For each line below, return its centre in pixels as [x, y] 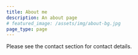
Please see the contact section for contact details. [69, 46]
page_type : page [27, 29]
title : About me [27, 12]
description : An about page [42, 18]
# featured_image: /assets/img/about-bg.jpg [64, 23]
